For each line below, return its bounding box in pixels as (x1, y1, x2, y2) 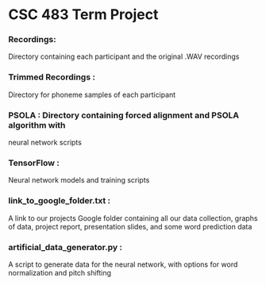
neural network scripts (8, 137, 82, 148)
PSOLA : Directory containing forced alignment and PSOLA (8, 110, 240, 121)
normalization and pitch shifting (8, 268, 112, 277)
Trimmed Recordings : (8, 71, 95, 83)
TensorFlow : (8, 157, 60, 168)
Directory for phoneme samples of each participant (8, 90, 176, 99)
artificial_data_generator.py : (8, 241, 123, 252)
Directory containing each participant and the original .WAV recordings (8, 52, 240, 61)
